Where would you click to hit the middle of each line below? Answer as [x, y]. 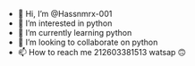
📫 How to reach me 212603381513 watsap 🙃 [102, 52]
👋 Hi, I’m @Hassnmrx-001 [65, 14]
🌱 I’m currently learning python [75, 33]
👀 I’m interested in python [65, 23]
